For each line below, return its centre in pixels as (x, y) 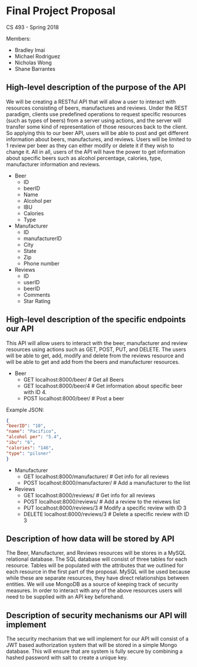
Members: (19, 38)
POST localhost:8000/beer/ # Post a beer (74, 398)
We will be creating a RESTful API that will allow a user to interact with (91, 101)
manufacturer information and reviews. (53, 164)
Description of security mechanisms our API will (96, 615)
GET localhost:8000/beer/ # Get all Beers (73, 379)
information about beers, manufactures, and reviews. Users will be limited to (99, 139)
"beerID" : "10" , (26, 426)
